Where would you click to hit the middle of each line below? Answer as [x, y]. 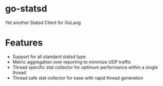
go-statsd [26, 9]
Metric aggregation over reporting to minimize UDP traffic [72, 62]
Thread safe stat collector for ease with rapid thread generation [78, 77]
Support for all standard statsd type [49, 56]
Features [24, 43]
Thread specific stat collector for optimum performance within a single [85, 67]
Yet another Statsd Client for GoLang [43, 22]
